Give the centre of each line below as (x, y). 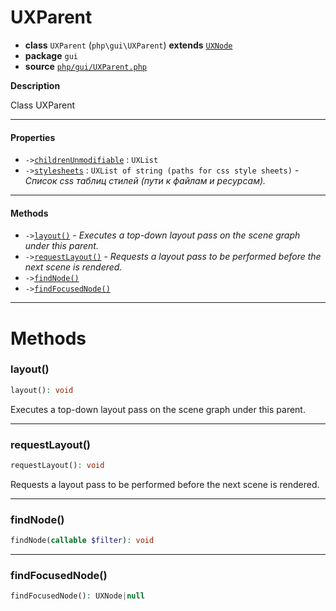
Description (35, 85)
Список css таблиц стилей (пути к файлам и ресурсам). (145, 181)
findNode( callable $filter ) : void (82, 541)
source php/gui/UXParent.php (86, 66)
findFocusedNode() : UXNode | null (77, 596)
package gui (51, 55)
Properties (33, 137)
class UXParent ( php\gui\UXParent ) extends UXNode (128, 45)
